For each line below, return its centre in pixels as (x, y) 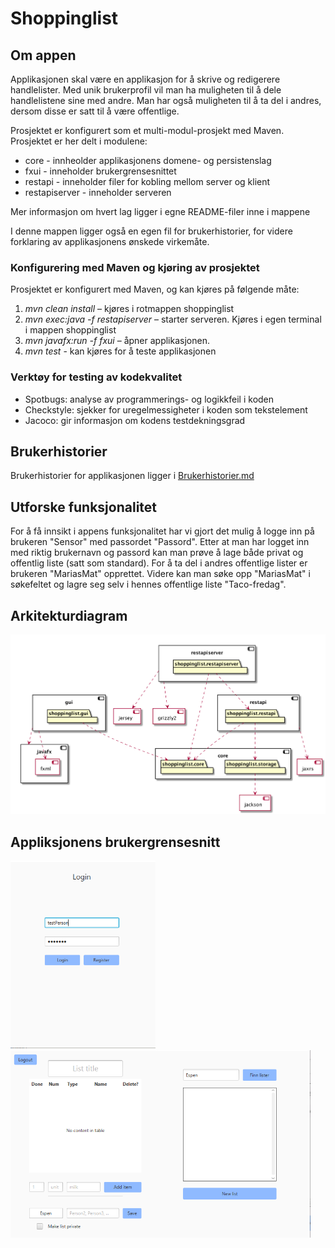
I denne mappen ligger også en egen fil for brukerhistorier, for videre (151, 231)
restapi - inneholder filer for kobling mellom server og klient (147, 181)
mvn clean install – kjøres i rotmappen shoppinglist (129, 309)
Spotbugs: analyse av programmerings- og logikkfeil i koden (149, 399)
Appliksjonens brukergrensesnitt (115, 842)
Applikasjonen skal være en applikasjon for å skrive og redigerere (145, 79)
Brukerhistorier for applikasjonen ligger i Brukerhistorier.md (132, 476)
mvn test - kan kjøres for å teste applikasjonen (120, 351)
